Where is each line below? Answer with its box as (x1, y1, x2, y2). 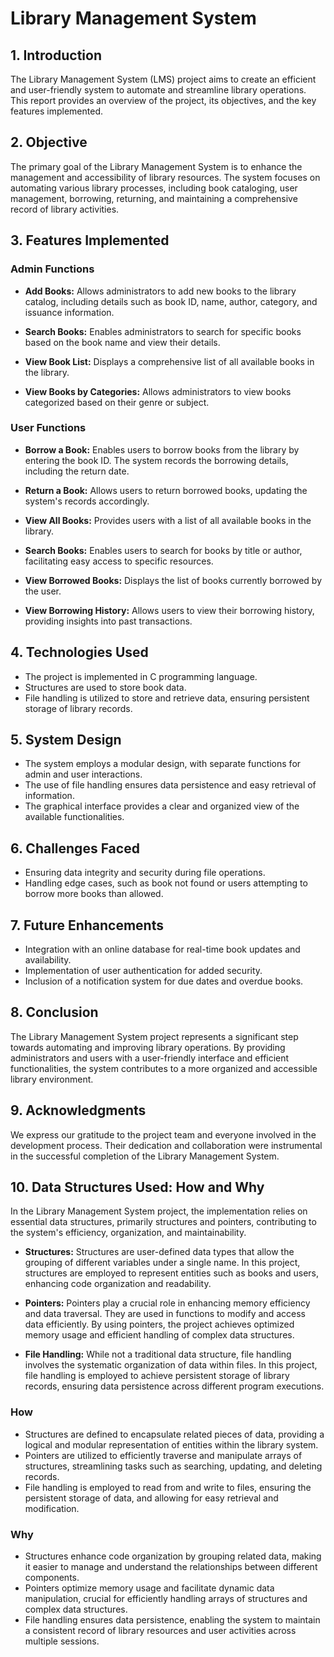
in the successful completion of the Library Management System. (10, 1150, 280, 1162)
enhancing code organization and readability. (24, 1278, 212, 1290)
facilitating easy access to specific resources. (24, 555, 214, 567)
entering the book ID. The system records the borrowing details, (24, 454, 289, 466)
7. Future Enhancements (10, 917, 164, 934)
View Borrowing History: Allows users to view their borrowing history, (24, 604, 315, 616)
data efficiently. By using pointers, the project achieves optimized (24, 1318, 295, 1331)
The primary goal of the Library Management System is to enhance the (10, 160, 303, 172)
